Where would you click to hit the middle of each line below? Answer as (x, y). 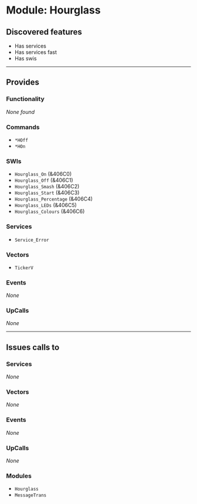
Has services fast (35, 52)
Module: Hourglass (53, 10)
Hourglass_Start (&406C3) (47, 193)
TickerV (24, 268)
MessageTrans (30, 495)
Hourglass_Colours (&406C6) (50, 211)
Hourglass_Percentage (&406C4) (53, 199)
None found (21, 111)
